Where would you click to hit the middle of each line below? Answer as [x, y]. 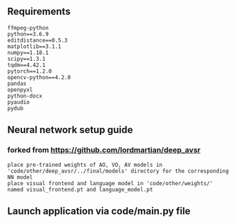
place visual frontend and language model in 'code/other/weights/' [110, 183]
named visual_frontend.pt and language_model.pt [80, 189]
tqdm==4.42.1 [26, 65]
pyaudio [19, 102]
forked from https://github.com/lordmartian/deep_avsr [104, 150]
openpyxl [20, 90]
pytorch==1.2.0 [30, 71]
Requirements [39, 12]
